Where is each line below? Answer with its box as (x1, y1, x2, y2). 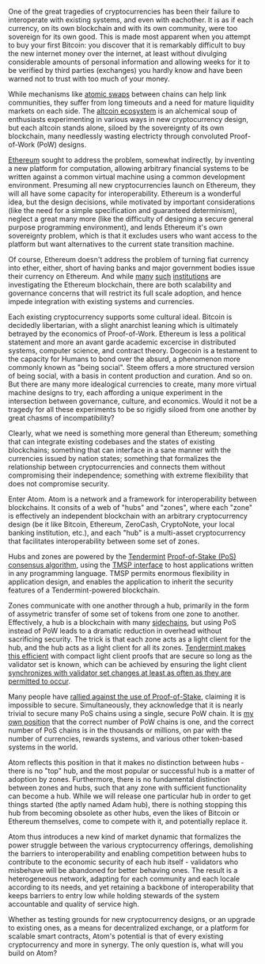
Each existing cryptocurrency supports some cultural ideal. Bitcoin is (8, 312, 233, 322)
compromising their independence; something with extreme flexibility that (8, 471, 249, 480)
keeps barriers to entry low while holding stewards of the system (8, 891, 220, 900)
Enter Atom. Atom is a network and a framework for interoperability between (8, 494, 257, 504)
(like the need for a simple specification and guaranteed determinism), (8, 206, 237, 215)
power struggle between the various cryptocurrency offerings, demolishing (8, 840, 253, 850)
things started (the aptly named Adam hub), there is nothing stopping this (8, 800, 248, 809)
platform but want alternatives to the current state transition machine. (8, 239, 235, 249)
